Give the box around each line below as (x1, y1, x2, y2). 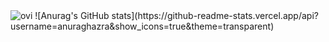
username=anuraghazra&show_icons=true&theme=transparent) (10, 20, 275, 32)
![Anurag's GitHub (34, 10, 110, 21)
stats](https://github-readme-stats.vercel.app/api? (111, 10, 319, 21)
